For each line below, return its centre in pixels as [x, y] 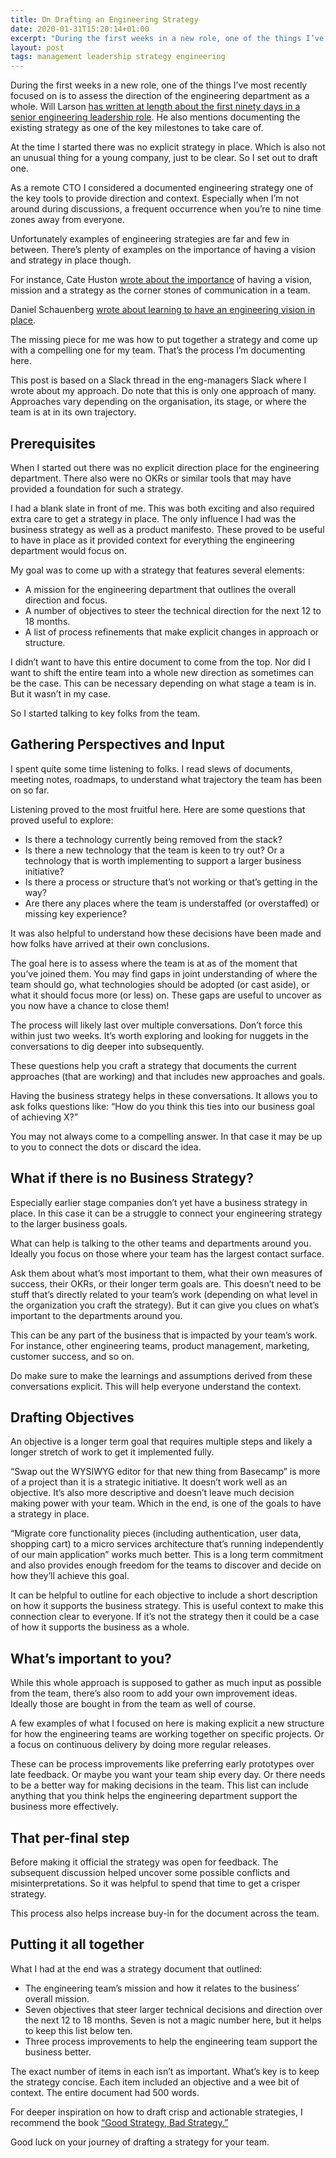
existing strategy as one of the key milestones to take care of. [137, 128]
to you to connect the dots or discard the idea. [106, 1147]
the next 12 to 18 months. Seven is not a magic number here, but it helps [173, 2020]
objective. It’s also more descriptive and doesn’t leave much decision [152, 1493]
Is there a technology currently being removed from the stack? [153, 839]
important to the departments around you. [96, 1315]
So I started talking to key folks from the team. [105, 713]
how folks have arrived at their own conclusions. [110, 943]
